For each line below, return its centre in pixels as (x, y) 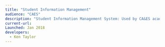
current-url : (18, 23)
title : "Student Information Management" (48, 10)
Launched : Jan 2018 (25, 28)
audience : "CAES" (23, 14)
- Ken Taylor (23, 37)
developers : (17, 32)
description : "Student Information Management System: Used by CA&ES (78, 19)
